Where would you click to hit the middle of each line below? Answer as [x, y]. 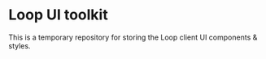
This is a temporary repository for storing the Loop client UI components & [133, 37]
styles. [20, 45]
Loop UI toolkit [58, 15]
